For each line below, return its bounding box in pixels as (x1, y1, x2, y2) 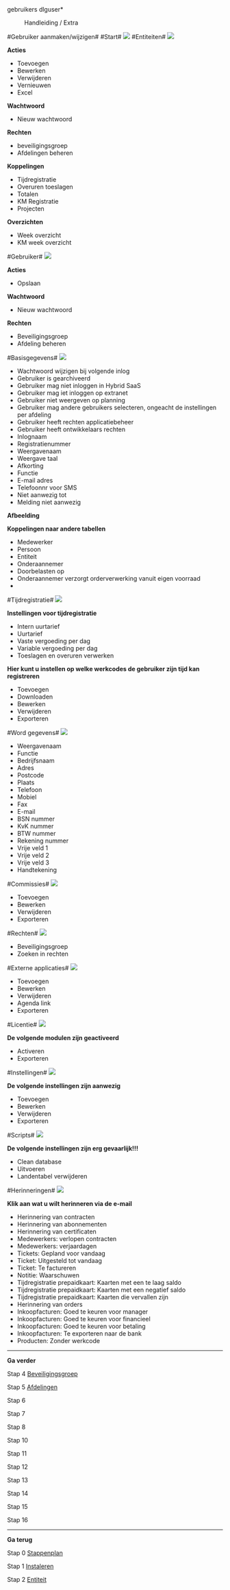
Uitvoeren (16, 1165, 46, 1173)
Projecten (16, 204, 44, 213)
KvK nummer (16, 822, 54, 830)
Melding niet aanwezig (16, 498, 81, 506)
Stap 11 (7, 1449, 27, 1458)
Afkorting (16, 461, 44, 470)
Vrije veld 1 (16, 844, 49, 852)
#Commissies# (7, 880, 49, 888)
